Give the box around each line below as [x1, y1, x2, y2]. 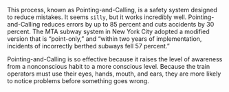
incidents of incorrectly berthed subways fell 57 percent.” [7, 42, 170, 50]
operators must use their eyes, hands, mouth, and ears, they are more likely [7, 70, 221, 78]
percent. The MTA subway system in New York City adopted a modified [7, 27, 210, 35]
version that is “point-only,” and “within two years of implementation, [7, 35, 202, 43]
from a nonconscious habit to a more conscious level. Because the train [7, 63, 210, 70]
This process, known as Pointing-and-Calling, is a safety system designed [7, 6, 218, 14]
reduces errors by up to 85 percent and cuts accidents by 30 [41, 20, 215, 28]
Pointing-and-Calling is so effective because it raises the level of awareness [7, 55, 223, 63]
